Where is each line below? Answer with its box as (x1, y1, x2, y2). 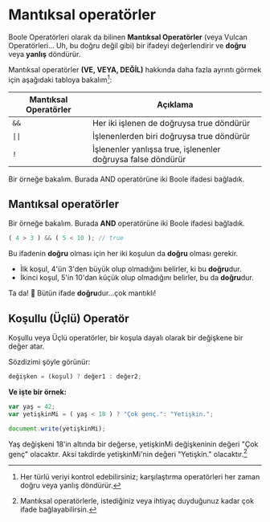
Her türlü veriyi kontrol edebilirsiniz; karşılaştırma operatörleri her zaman (19, 472, 260, 482)
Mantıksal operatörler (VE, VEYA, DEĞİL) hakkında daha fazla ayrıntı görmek (8, 64, 262, 74)
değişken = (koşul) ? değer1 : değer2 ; (8, 373, 142, 381)
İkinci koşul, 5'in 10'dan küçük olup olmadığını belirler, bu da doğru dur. (19, 273, 255, 283)
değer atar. (8, 341, 45, 351)
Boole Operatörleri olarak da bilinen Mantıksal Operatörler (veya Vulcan (8, 32, 247, 42)
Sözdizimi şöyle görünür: (8, 357, 91, 367)
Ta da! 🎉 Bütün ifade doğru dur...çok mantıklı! (8, 288, 157, 298)
